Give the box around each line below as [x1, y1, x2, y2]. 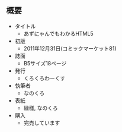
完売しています [23, 119, 60, 126]
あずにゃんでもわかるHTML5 [23, 30, 94, 37]
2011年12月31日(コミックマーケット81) [23, 45, 117, 52]
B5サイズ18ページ [23, 59, 67, 67]
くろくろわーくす [23, 74, 66, 81]
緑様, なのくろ [23, 104, 58, 111]
